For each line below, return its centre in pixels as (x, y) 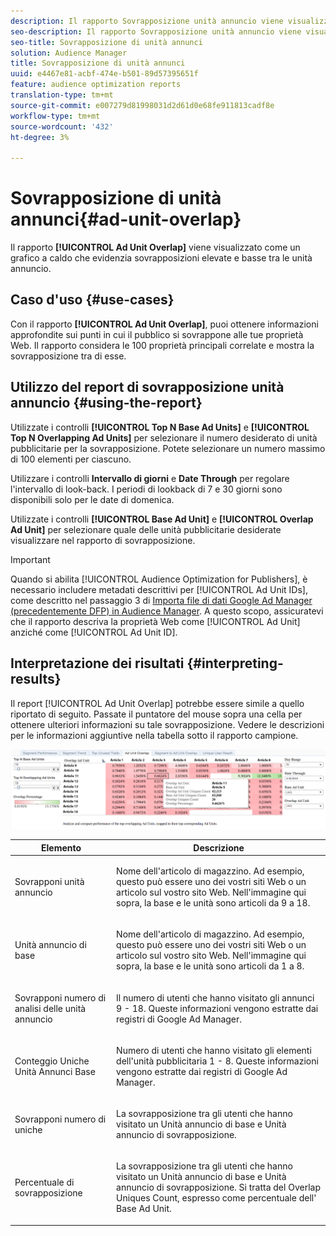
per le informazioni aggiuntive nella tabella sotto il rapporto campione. (154, 735)
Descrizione (219, 847)
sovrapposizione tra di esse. (68, 356)
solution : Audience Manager (69, 53)
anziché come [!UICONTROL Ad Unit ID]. (94, 632)
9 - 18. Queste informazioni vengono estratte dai (217, 1008)
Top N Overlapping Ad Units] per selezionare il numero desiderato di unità (164, 437)
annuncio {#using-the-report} (106, 403)
